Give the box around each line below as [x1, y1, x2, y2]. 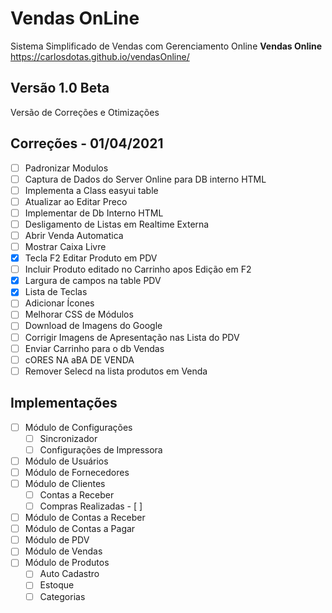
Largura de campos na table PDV [24, 275, 162, 287]
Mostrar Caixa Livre [24, 241, 107, 252]
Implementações [10, 395, 118, 412]
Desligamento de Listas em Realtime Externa [24, 218, 210, 230]
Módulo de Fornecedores [24, 466, 130, 478]
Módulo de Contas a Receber [24, 512, 146, 524]
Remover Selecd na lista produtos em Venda [24, 365, 208, 377]
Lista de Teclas [24, 286, 88, 298]
